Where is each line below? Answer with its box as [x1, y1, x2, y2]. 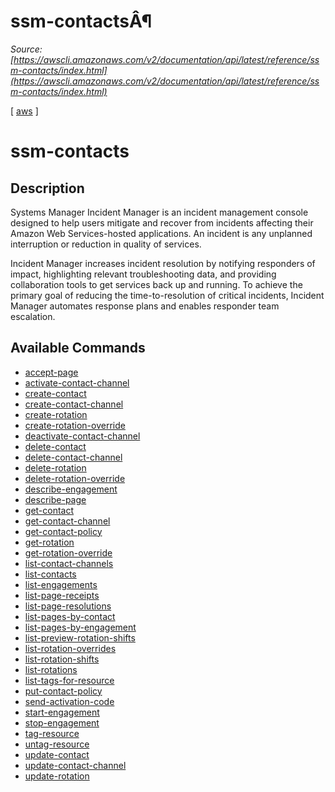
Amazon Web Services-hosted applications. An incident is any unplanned [10, 227, 313, 239]
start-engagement [24, 706, 100, 718]
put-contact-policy [24, 685, 103, 697]
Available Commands [10, 340, 146, 357]
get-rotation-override [24, 546, 113, 559]
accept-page [24, 366, 79, 378]
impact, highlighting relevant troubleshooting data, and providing [10, 268, 277, 280]
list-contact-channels [24, 557, 114, 569]
